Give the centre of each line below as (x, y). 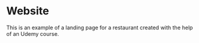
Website (28, 11)
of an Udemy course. (33, 33)
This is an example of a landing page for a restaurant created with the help (100, 27)
